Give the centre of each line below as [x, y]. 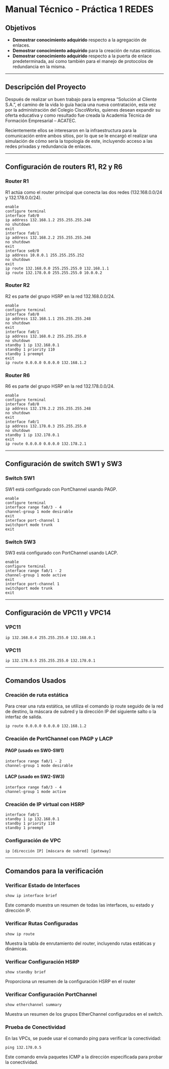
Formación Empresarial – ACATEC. [41, 120]
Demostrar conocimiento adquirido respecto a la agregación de [79, 40]
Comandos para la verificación [54, 871]
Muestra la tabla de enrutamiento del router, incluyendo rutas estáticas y [80, 943]
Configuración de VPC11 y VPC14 [58, 613]
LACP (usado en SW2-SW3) [35, 777]
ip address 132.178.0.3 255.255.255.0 [46, 426]
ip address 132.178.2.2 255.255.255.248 [48, 409]
